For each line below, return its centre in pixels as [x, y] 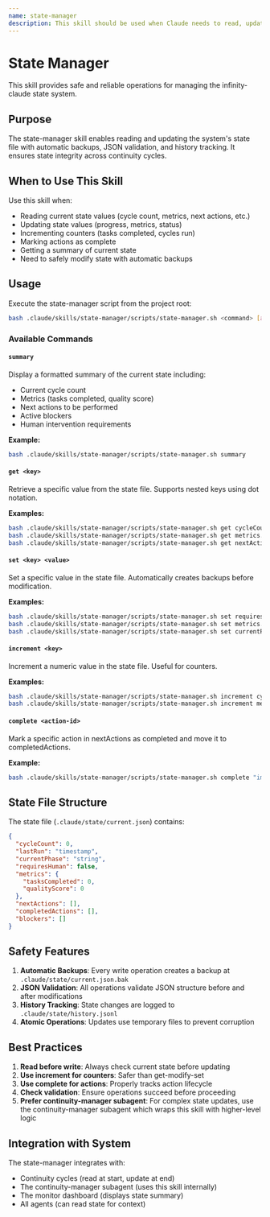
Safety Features [49, 952]
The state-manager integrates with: [67, 1163]
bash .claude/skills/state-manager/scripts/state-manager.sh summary [127, 454]
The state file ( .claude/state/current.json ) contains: [96, 822]
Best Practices [45, 1047]
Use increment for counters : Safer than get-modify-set [112, 1075]
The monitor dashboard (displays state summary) [102, 1195]
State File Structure [58, 802]
